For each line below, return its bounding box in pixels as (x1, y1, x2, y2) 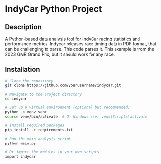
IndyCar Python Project (5, 3, 102, 15)
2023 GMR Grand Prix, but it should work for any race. (5, 51, 115, 57)
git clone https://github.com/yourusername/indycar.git (5, 83, 121, 88)
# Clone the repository (5, 78, 54, 83)
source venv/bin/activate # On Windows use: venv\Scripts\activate (5, 114, 148, 119)
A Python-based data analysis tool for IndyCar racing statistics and (5, 36, 140, 41)
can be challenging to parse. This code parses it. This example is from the (5, 46, 155, 52)
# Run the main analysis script (5, 136, 71, 141)
